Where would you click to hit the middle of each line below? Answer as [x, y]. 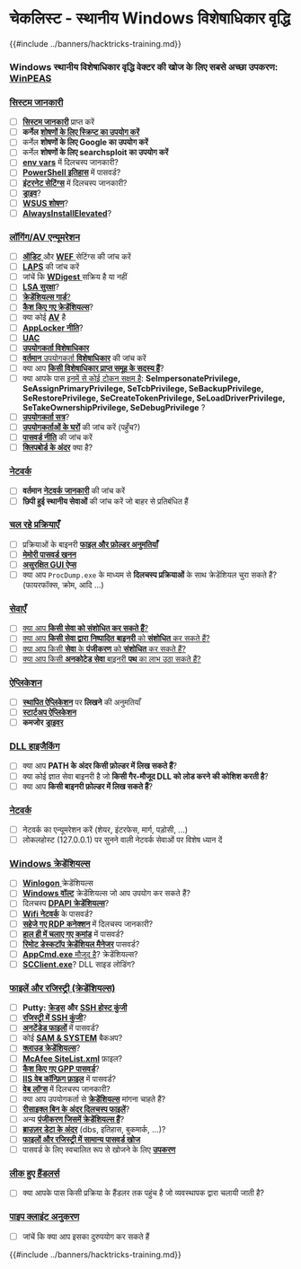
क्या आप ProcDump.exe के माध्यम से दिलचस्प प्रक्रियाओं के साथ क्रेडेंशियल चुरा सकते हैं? [149, 575]
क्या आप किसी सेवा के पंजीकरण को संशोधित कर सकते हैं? [104, 648]
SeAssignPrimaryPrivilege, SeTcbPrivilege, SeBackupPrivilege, [143, 388]
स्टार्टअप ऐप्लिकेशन [49, 712]
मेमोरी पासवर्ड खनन [49, 554]
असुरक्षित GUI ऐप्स [49, 564]
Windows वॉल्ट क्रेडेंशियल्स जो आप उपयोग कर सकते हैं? [106, 894]
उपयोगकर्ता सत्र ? [46, 417]
